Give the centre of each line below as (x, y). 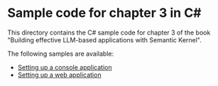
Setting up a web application (59, 75)
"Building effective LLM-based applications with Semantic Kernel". (105, 39)
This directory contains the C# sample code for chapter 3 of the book (109, 32)
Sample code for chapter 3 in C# (104, 13)
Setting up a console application (65, 67)
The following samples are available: (61, 54)
